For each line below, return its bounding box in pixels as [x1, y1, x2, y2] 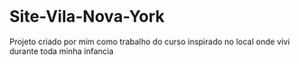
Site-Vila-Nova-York [9, 6, 165, 27]
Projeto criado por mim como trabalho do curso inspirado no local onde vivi [9, 36, 291, 47]
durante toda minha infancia [9, 45, 115, 56]
